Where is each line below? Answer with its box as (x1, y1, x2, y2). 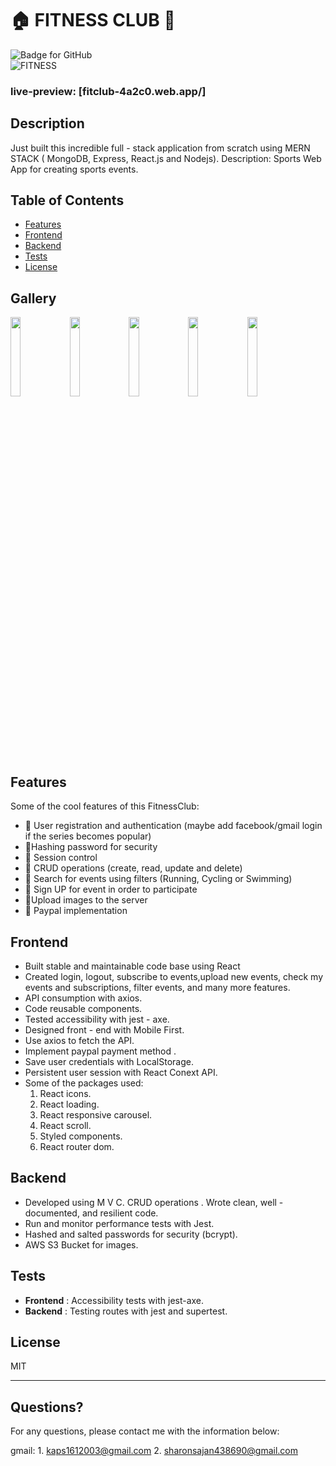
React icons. (39, 1087, 92, 1099)
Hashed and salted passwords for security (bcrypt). (24, 1228, 238, 1240)
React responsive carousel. (39, 1108, 153, 1121)
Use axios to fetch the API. (24, 1034, 135, 1046)
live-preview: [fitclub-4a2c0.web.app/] (10, 84, 207, 98)
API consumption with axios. (24, 992, 143, 1004)
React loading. (39, 1098, 100, 1110)
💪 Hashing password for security (24, 841, 158, 853)
